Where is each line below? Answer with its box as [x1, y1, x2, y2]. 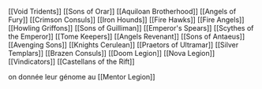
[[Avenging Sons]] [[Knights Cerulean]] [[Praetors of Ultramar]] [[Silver [8, 40, 239, 50]
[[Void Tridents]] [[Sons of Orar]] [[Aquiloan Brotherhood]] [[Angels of [8, 7, 237, 16]
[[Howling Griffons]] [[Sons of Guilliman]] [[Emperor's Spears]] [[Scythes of [8, 24, 254, 32]
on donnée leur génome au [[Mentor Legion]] [8, 72, 155, 81]
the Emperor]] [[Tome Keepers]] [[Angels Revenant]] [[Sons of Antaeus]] [8, 32, 245, 41]
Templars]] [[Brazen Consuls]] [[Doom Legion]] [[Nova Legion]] [8, 49, 215, 57]
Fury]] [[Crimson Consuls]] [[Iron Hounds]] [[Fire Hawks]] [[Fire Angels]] [8, 15, 245, 24]
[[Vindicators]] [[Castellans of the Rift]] [8, 57, 136, 66]
